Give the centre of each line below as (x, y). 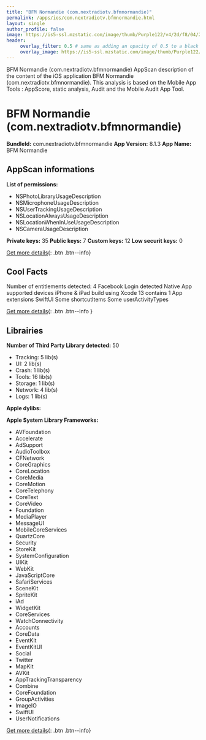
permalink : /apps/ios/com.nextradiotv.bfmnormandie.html (81, 18)
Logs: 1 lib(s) (31, 397)
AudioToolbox (32, 452)
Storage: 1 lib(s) (35, 383)
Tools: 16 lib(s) (33, 377)
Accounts (27, 627)
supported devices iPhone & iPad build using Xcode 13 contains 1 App (94, 293)
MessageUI (30, 523)
